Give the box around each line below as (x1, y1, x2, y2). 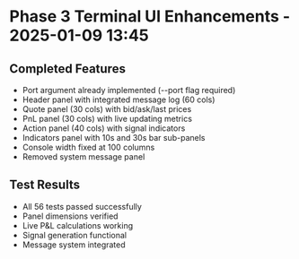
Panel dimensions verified (22, 211, 119, 221)
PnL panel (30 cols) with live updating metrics (22, 114, 193, 124)
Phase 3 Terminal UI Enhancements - (9, 6, 291, 27)
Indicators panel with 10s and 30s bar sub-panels (22, 133, 206, 142)
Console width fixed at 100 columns (22, 142, 155, 152)
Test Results (9, 177, 81, 193)
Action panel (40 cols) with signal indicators (22, 123, 186, 134)
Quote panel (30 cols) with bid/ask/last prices (22, 104, 192, 114)
